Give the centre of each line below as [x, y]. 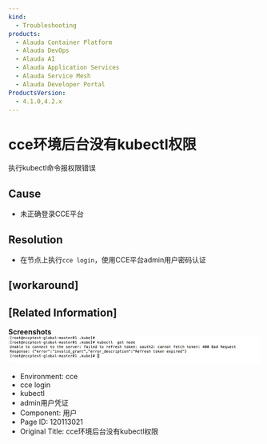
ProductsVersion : [37, 93]
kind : [17, 17]
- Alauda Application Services [68, 68]
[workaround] [44, 285]
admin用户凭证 [44, 402]
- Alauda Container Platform [64, 42]
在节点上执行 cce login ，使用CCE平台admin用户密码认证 [113, 259]
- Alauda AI [36, 59]
